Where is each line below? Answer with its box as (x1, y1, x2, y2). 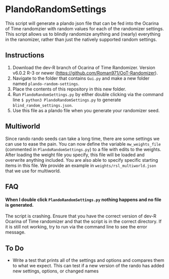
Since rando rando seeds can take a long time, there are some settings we (5, 135, 160, 142)
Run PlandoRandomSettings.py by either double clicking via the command (12, 91, 164, 97)
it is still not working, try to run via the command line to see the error (5, 224, 147, 230)
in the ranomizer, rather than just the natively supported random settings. (5, 36, 157, 42)
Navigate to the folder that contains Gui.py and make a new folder (12, 75, 150, 81)
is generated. (5, 202, 34, 208)
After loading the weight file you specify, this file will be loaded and (5, 152, 145, 158)
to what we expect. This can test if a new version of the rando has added (12, 262, 164, 268)
